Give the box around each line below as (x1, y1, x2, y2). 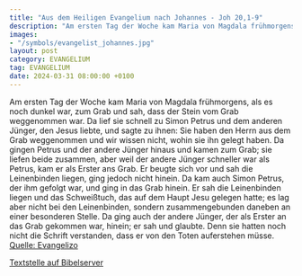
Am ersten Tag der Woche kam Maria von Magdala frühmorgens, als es (9, 96, 273, 107)
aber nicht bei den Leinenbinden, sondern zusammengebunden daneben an (9, 201, 291, 212)
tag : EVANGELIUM (9, 64, 70, 73)
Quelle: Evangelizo (9, 239, 78, 250)
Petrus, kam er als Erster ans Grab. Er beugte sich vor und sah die (9, 163, 253, 174)
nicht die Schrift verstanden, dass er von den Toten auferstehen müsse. (9, 230, 275, 241)
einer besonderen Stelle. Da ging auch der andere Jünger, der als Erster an (9, 210, 287, 221)
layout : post (9, 47, 58, 56)
